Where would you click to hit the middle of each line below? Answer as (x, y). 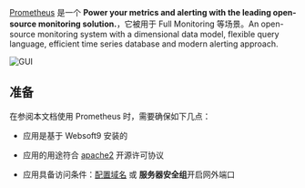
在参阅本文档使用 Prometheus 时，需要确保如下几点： (110, 116)
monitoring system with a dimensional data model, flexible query (158, 34)
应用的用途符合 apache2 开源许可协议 (93, 155)
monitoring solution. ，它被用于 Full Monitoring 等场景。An (148, 24)
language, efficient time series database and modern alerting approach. (144, 44)
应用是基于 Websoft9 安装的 (75, 135)
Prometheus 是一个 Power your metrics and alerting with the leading (140, 12)
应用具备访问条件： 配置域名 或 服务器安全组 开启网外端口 (128, 174)
